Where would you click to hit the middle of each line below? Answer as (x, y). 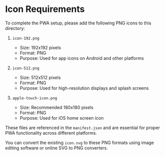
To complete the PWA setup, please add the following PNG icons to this (78, 23)
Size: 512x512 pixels (40, 77)
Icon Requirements (45, 9)
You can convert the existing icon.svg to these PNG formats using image (80, 143)
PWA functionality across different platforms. (51, 133)
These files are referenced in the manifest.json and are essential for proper (82, 128)
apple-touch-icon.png (35, 98)
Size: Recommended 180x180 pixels (56, 107)
